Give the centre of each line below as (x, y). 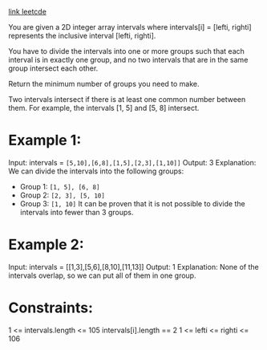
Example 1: (45, 140)
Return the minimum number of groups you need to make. (104, 84)
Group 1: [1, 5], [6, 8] (60, 186)
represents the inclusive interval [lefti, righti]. (82, 36)
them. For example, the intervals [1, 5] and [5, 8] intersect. (104, 108)
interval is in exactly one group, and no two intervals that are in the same (128, 60)
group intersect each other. (53, 68)
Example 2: (46, 245)
